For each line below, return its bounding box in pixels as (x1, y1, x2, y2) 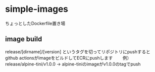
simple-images (5, 3, 68, 15)
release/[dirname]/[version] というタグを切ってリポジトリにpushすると (5, 48, 151, 55)
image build (5, 35, 42, 43)
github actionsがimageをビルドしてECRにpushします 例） (5, 55, 132, 61)
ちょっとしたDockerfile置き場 (5, 20, 65, 26)
